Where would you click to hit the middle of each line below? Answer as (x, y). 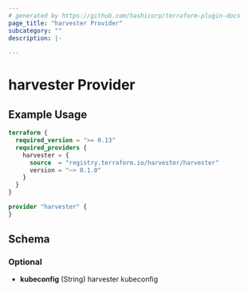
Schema (29, 240)
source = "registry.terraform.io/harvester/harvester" (124, 162)
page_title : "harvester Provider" (66, 23)
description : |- (35, 38)
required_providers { (51, 148)
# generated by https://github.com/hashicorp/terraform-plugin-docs (124, 16)
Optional (25, 262)
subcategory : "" (35, 30)
